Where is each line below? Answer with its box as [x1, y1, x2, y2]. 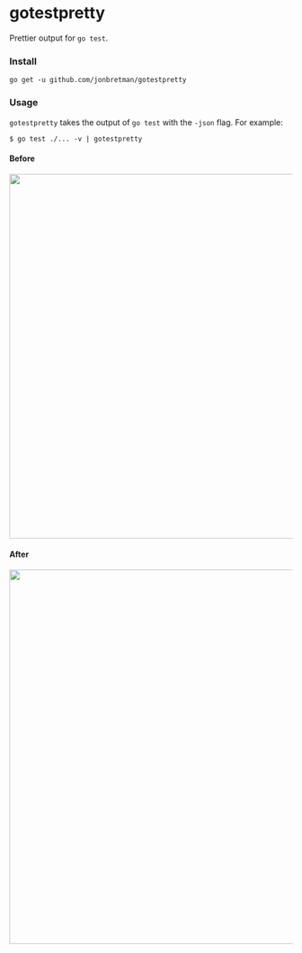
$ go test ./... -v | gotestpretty [9, 134, 143, 143]
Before [9, 153, 36, 164]
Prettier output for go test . [9, 32, 109, 43]
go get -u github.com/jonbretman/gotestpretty [9, 76, 187, 85]
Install [9, 55, 38, 68]
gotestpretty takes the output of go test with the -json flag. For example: [9, 116, 283, 128]
